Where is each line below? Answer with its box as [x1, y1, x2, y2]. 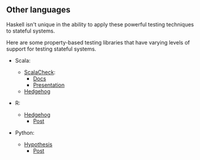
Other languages [6, 5, 71, 15]
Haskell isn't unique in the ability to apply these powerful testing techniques [6, 20, 195, 28]
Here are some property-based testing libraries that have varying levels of [6, 38, 190, 46]
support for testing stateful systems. [6, 45, 96, 52]
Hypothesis [23, 141, 53, 148]
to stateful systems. [6, 27, 55, 34]
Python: [14, 129, 35, 136]
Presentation [33, 81, 65, 88]
